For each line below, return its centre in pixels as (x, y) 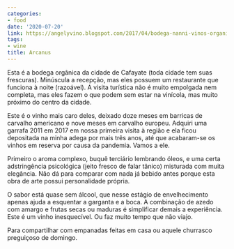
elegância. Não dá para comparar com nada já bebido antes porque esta (111, 173)
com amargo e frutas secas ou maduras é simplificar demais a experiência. (115, 209)
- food (17, 20)
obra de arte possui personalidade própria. (69, 181)
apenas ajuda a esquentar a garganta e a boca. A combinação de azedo (110, 202)
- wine (17, 46)
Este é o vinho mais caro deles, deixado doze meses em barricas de (105, 115)
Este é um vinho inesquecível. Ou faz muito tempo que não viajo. (100, 216)
